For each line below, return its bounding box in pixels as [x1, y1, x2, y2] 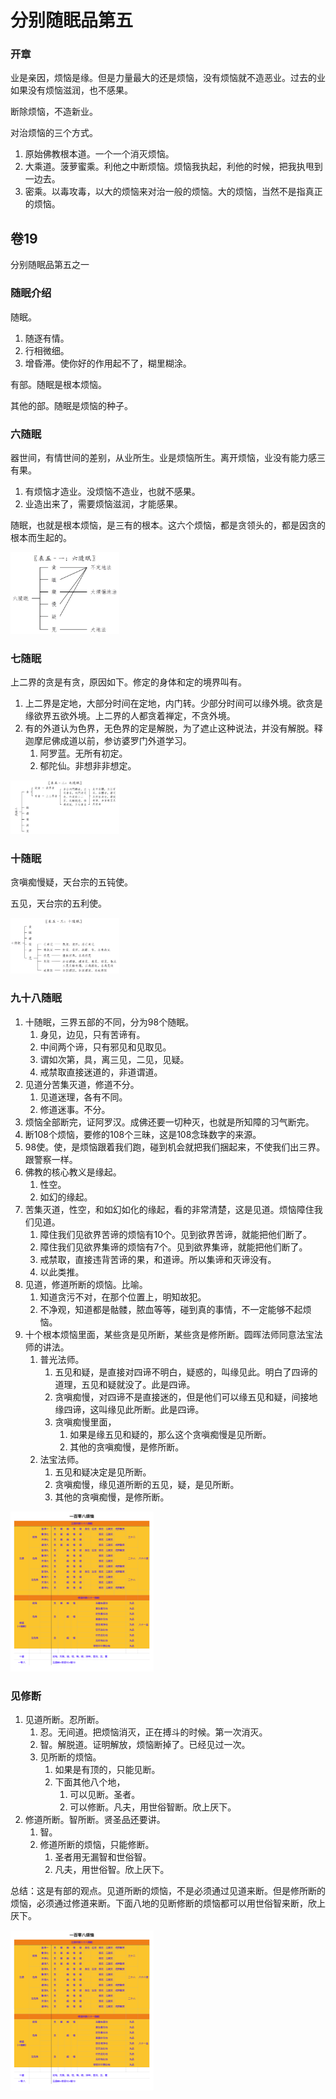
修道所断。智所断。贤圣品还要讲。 [24, 1814, 166, 1826]
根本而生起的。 [10, 531, 72, 543]
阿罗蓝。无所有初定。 [39, 747, 128, 760]
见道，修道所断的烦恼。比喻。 [24, 1278, 148, 1290]
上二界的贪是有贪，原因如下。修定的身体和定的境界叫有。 [10, 676, 247, 688]
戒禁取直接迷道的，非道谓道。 [39, 1066, 163, 1078]
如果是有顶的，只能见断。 [54, 1764, 161, 1776]
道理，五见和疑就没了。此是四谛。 [54, 1378, 196, 1390]
